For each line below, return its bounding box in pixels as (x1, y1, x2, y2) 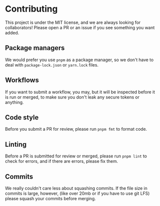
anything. (5, 99, 24, 105)
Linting (5, 140, 27, 149)
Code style (5, 113, 39, 121)
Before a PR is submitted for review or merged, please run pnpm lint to (5, 153, 147, 159)
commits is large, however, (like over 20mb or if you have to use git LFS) (5, 190, 150, 196)
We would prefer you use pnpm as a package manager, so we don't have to (5, 57, 154, 63)
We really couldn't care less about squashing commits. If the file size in (5, 186, 147, 191)
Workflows (5, 76, 39, 85)
